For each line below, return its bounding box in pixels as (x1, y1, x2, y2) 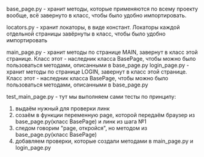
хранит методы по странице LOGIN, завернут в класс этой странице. (6, 68, 187, 75)
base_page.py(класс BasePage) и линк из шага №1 (15, 118, 147, 125)
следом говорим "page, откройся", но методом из (15, 124, 148, 131)
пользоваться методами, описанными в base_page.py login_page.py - (6, 61, 189, 69)
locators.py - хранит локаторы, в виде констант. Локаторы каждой (6, 24, 180, 31)
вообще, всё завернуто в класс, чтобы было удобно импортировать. (6, 12, 187, 19)
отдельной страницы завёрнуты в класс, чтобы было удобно (6, 30, 166, 37)
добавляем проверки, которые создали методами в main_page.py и (15, 137, 194, 145)
